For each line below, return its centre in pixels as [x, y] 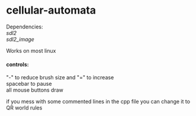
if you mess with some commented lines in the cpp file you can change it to [98, 102]
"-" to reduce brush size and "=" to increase [60, 78]
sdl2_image [20, 39]
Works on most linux [31, 50]
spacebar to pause [29, 84]
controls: [17, 64]
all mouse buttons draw [35, 90]
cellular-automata [51, 10]
